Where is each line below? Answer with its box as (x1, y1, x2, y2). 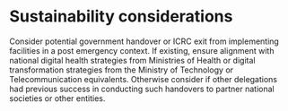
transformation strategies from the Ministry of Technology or (9, 64, 234, 75)
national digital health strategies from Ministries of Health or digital (9, 55, 256, 65)
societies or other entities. (9, 92, 106, 104)
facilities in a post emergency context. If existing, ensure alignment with (9, 45, 275, 55)
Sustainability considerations (9, 6, 233, 27)
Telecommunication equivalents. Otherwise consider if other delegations (9, 73, 278, 84)
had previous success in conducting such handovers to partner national (9, 83, 275, 94)
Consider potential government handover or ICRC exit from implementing (9, 36, 280, 47)
